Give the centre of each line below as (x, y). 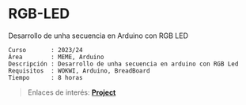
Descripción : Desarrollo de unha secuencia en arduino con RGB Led (123, 64)
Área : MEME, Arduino (56, 57)
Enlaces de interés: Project (72, 92)
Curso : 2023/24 (45, 50)
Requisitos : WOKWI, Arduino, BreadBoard (79, 71)
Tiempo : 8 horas (45, 77)
